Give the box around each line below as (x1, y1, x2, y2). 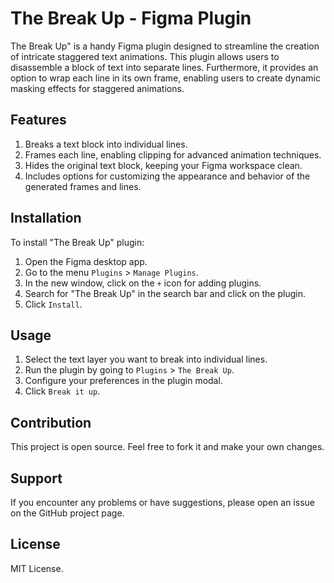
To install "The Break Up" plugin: (10, 236, 145, 248)
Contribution (10, 414, 92, 431)
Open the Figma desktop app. (24, 255, 148, 267)
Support (10, 470, 63, 487)
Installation (10, 210, 82, 227)
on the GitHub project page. (10, 507, 125, 519)
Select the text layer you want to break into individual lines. (24, 353, 268, 366)
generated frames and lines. (24, 180, 142, 192)
